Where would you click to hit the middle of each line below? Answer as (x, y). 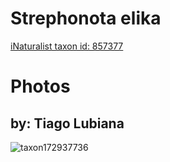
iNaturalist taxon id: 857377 (67, 46)
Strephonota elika (86, 18)
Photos (40, 86)
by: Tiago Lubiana (67, 123)
